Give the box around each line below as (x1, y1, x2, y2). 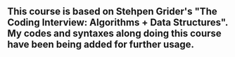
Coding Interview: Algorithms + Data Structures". (7, 17, 229, 29)
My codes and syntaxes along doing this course (7, 27, 222, 39)
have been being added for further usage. (7, 39, 195, 51)
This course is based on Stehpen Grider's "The (7, 6, 217, 18)
